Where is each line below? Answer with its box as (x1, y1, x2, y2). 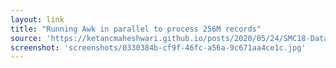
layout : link (10, 14, 65, 25)
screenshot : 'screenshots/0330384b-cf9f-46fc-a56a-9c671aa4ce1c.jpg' (10, 42, 307, 53)
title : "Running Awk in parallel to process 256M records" (10, 24, 262, 34)
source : (10, 33, 43, 43)
